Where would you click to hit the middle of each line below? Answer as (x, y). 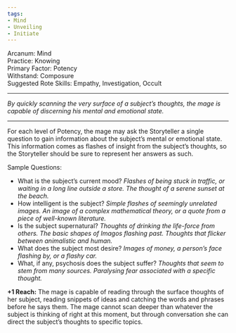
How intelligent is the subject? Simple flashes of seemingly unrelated (117, 203)
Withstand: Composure (41, 76)
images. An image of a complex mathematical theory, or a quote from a (122, 211)
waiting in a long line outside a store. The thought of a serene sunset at (121, 189)
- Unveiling (25, 27)
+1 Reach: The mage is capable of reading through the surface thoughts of (116, 292)
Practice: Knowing (34, 61)
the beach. (33, 196)
